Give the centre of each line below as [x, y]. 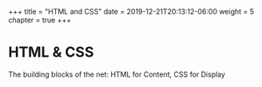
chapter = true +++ [40, 20]
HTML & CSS [51, 52]
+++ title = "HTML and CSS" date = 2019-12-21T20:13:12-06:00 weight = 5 [131, 12]
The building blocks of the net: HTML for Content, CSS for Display [117, 74]
